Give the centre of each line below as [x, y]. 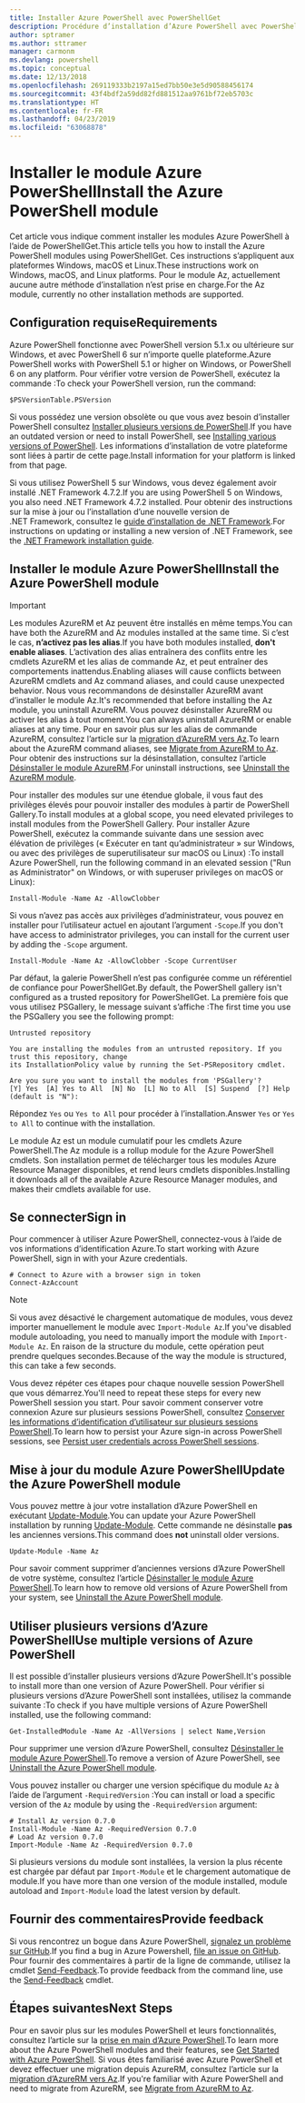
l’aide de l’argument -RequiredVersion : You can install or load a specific [142, 1795]
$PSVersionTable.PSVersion [60, 400]
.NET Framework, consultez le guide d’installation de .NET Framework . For [148, 521]
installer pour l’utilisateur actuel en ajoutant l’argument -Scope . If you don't [147, 925]
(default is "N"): [44, 1096]
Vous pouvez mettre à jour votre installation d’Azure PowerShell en [134, 1506]
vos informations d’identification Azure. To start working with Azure [134, 1249]
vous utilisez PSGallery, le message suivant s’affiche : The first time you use [150, 1007]
